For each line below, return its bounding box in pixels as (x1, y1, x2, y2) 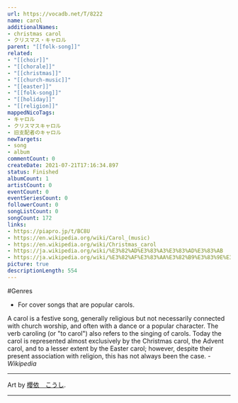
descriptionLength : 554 (7, 267, 78, 274)
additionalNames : (7, 23, 59, 30)
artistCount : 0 (7, 181, 52, 188)
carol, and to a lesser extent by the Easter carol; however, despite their (7, 344, 214, 353)
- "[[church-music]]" (7, 76, 72, 84)
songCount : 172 (7, 215, 52, 222)
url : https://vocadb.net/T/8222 (7, 10, 103, 18)
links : (7, 221, 27, 228)
